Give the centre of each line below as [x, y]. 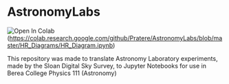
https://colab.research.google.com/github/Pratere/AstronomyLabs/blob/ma [116, 38]
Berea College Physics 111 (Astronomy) [62, 73]
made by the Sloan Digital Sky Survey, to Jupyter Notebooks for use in [107, 66]
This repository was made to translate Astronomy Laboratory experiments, [112, 58]
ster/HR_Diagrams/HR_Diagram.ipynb [60, 45]
